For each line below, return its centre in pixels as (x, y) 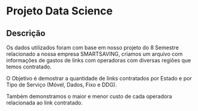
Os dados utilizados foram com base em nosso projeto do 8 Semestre (92, 47)
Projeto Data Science (59, 11)
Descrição (26, 33)
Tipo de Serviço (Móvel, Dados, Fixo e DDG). (61, 85)
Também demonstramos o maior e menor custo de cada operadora (89, 96)
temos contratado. (29, 67)
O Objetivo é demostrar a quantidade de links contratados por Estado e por (99, 78)
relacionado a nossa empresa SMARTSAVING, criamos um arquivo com (94, 54)
